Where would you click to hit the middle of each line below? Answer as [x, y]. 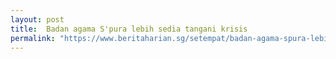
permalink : [33, 38]
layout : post [37, 19]
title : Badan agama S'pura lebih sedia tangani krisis [129, 29]
